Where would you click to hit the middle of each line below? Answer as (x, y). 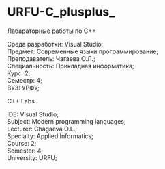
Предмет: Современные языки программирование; (83, 51)
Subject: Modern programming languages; (66, 121)
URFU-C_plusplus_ (61, 12)
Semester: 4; (25, 151)
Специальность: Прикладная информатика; (71, 66)
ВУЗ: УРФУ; (23, 88)
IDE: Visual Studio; (33, 114)
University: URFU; (32, 157)
